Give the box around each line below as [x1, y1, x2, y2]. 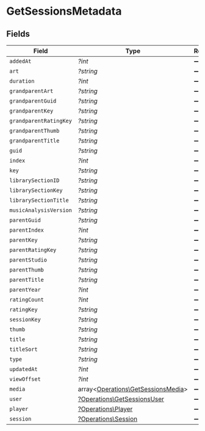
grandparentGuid [9, 98, 57, 105]
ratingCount [9, 297, 45, 303]
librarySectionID [9, 177, 60, 184]
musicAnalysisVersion [9, 207, 72, 213]
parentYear [9, 286, 41, 293]
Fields [6, 29, 31, 39]
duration [9, 78, 35, 84]
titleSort [9, 346, 38, 353]
